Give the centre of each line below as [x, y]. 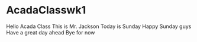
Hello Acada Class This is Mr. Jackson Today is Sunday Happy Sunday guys [99, 26]
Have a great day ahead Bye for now [51, 32]
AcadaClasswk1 [46, 10]
